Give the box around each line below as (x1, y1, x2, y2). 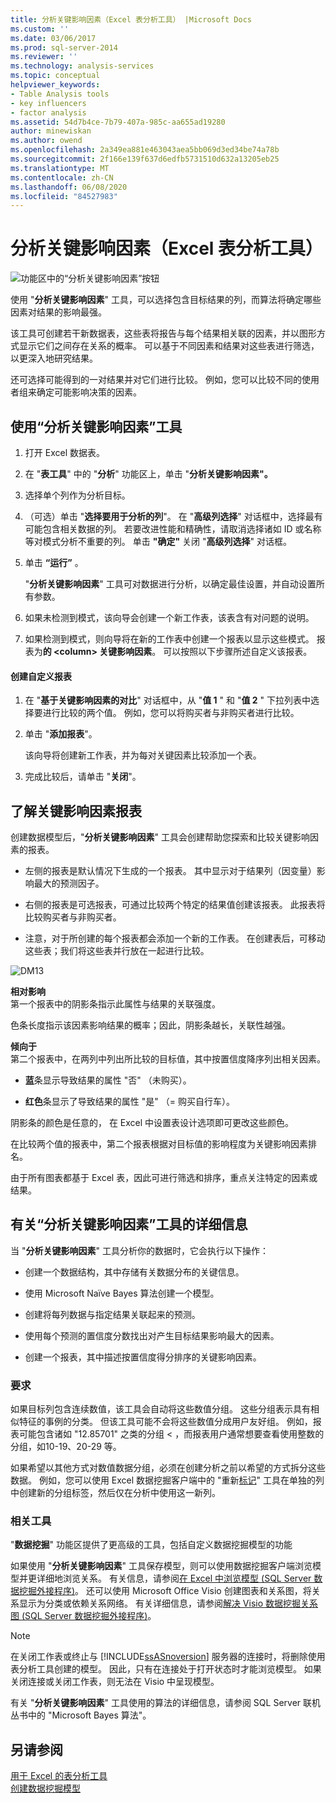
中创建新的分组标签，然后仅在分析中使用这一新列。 (10, 1487, 221, 1499)
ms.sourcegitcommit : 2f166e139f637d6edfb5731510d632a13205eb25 (10, 154, 280, 164)
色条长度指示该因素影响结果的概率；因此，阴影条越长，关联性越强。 (10, 1019, 291, 1031)
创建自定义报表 (10, 670, 72, 682)
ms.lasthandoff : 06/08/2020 (10, 182, 128, 192)
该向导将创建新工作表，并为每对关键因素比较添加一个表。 (24, 749, 262, 761)
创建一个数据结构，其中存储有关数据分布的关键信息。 (24, 1266, 245, 1278)
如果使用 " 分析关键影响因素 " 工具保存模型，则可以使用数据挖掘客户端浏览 (10, 1560, 313, 1572)
